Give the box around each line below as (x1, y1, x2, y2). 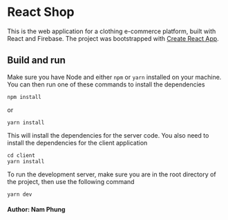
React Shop (7, 4, 75, 20)
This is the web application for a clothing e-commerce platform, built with (7, 27, 216, 35)
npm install (7, 93, 41, 100)
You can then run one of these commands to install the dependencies (7, 80, 205, 89)
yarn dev (7, 191, 32, 198)
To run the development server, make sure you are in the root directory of (7, 170, 216, 178)
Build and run (7, 55, 66, 66)
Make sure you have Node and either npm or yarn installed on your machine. (7, 73, 222, 81)
